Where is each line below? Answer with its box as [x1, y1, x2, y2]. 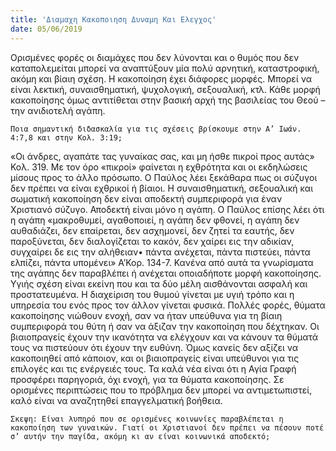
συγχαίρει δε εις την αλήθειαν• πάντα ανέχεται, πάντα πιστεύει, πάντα [10, 246, 311, 258]
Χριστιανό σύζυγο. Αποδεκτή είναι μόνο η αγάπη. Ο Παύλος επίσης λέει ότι [10, 203, 325, 215]
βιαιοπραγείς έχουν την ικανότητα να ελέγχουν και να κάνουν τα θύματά [10, 331, 319, 343]
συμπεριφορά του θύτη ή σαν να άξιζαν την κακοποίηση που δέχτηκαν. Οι [10, 320, 320, 332]
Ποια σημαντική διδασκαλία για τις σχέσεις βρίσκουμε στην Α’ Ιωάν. [10, 124, 302, 134]
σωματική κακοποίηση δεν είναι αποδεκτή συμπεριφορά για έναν [10, 192, 283, 205]
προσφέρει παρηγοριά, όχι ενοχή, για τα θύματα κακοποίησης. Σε [10, 373, 285, 385]
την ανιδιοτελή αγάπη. [10, 104, 106, 116]
